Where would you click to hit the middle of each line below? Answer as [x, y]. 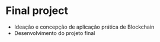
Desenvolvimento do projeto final [55, 33]
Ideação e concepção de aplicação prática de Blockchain [84, 27]
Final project [37, 11]
